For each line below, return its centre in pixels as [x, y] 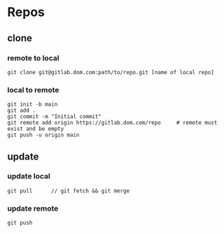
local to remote [33, 90]
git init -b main [33, 105]
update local [29, 176]
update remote [33, 209]
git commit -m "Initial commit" [54, 117]
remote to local [33, 58]
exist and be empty [36, 129]
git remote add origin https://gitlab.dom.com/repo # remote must [112, 123]
